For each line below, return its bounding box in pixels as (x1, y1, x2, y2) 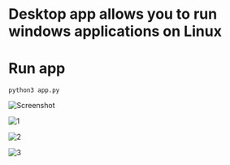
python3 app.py (8, 86, 60, 94)
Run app (8, 59, 66, 78)
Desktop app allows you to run (8, 5, 218, 24)
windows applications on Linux (8, 22, 222, 41)
